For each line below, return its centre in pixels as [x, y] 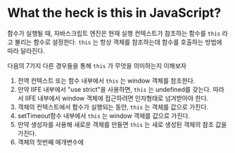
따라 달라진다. [26, 51]
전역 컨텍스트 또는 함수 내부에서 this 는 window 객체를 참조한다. [106, 80]
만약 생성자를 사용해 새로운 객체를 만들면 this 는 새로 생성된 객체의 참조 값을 [122, 124]
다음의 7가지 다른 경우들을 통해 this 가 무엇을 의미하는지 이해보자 [97, 65]
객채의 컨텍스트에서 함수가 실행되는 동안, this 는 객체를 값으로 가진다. [113, 107]
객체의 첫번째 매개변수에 [51, 142]
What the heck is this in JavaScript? [114, 13]
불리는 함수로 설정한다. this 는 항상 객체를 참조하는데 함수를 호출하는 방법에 [119, 42]
